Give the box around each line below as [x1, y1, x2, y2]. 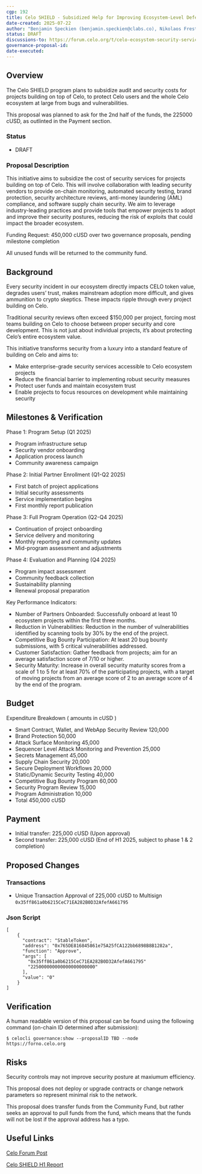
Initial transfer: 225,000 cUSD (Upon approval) [14, 830, 130, 837]
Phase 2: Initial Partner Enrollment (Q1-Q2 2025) [6, 471, 126, 478]
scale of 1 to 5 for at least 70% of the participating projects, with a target [14, 667, 195, 675]
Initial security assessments [14, 489, 84, 496]
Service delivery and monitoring [14, 531, 94, 538]
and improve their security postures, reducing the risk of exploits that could [6, 213, 193, 221]
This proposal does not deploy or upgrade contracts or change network [6, 1085, 184, 1092]
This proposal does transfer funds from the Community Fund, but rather [6, 1103, 185, 1110]
